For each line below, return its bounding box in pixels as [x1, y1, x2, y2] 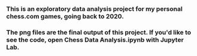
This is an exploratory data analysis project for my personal [6, 5, 183, 13]
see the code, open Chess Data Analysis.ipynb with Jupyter [6, 35, 184, 43]
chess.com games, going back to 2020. [6, 12, 124, 20]
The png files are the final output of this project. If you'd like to [6, 28, 192, 36]
